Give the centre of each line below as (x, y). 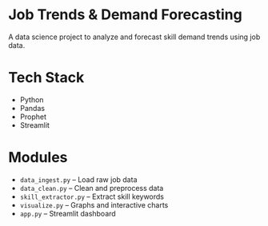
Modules (38, 158)
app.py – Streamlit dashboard (68, 213)
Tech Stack (46, 78)
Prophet (33, 117)
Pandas (32, 108)
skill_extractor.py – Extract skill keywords (92, 196)
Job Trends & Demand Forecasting (125, 15)
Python (32, 99)
